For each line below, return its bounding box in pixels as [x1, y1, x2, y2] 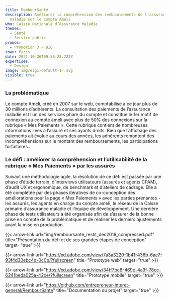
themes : [5, 26, 22, 31]
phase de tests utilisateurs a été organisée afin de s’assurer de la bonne [5, 211, 154, 217]
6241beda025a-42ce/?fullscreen [5, 272, 73, 278]
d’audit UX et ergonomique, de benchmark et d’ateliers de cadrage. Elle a [5, 184, 157, 190]
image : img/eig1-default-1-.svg [5, 68, 73, 73]
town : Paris [5, 49, 30, 54]
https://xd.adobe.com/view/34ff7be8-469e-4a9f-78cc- [46, 267, 161, 273]
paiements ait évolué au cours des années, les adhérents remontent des [5, 133, 155, 139]
